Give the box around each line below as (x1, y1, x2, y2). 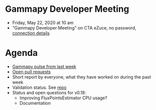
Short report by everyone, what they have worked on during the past (12, 74, 151, 80)
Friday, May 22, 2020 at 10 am (12, 20, 74, 26)
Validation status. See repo (12, 84, 67, 90)
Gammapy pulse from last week (12, 63, 77, 69)
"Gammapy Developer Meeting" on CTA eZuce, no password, (12, 25, 136, 30)
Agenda (5, 48, 38, 58)
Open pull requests (12, 69, 51, 75)
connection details (12, 30, 50, 36)
